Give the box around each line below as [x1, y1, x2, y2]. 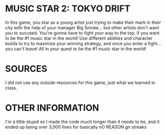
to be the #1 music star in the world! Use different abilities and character [5, 35, 153, 41]
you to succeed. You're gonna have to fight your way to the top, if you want [5, 30, 160, 36]
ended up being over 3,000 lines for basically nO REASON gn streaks [5, 124, 147, 130]
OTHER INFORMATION [5, 102, 99, 114]
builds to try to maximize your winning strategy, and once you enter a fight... [5, 40, 162, 46]
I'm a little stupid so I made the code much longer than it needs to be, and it [5, 119, 160, 125]
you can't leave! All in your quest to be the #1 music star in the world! [5, 46, 147, 52]
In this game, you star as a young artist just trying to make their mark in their [5, 19, 162, 25]
